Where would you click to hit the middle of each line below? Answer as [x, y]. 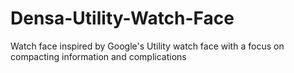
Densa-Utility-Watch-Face [122, 18]
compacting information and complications [98, 56]
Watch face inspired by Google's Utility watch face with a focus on [147, 46]
